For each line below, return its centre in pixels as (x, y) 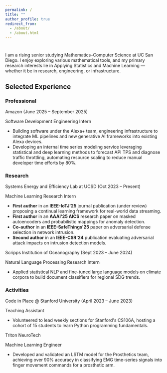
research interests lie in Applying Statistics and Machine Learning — (75, 66)
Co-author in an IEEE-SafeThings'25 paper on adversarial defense (82, 227)
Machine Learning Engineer (34, 345)
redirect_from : (21, 24)
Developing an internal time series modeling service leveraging (77, 147)
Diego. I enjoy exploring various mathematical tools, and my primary (75, 60)
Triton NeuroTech (23, 335)
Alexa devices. (27, 141)
